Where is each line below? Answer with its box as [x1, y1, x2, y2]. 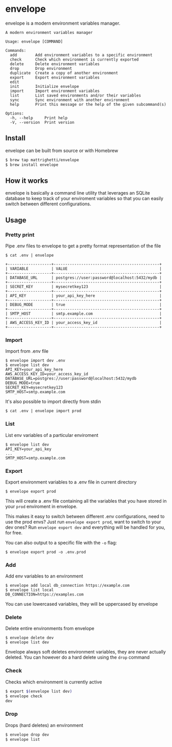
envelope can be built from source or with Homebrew [5, 147, 119, 154]
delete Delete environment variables [10, 61, 100, 67]
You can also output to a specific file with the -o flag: [5, 540, 117, 546]
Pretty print [5, 231, 35, 238]
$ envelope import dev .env [5, 358, 66, 363]
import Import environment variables [10, 88, 100, 93]
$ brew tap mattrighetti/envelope [5, 157, 80, 162]
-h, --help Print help [10, 115, 68, 121]
